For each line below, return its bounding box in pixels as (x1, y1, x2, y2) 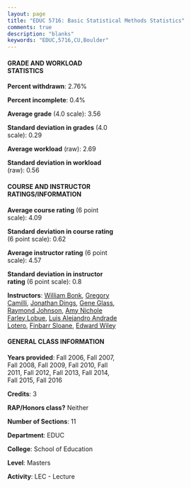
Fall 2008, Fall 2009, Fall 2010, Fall (7, 360, 108, 369)
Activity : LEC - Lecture (7, 472, 76, 480)
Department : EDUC (7, 430, 65, 439)
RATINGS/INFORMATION (7, 190, 82, 198)
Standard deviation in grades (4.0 (7, 124, 108, 132)
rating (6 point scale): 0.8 (7, 277, 82, 286)
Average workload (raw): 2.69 (7, 145, 97, 153)
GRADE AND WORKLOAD (7, 58, 83, 67)
